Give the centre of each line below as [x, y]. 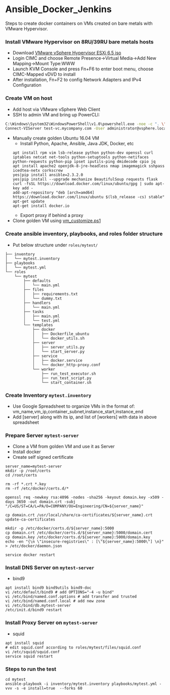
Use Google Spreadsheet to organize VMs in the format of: [74, 406]
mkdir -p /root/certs [28, 471]
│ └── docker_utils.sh [58, 338]
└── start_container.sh [67, 382]
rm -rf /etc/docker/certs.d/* [37, 489]
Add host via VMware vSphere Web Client [56, 109]
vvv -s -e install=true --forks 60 [44, 688]
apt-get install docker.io [41, 206]
